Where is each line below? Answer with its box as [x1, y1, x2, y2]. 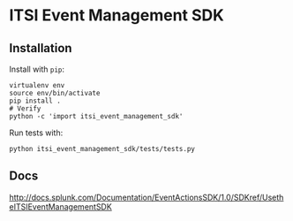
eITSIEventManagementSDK [9, 201, 112, 212]
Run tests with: [9, 127, 64, 138]
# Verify [9, 104, 41, 113]
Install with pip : [9, 64, 64, 74]
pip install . [9, 96, 62, 105]
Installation [9, 41, 72, 56]
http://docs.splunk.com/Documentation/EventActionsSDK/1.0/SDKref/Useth [9, 192, 284, 202]
